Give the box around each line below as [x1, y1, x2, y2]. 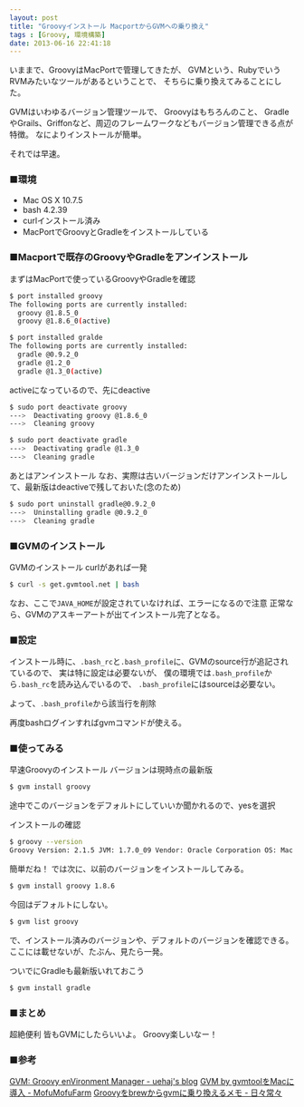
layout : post [9, 13, 59, 23]
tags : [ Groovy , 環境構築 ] [9, 30, 106, 39]
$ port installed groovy [9, 291, 103, 300]
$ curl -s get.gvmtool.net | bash [9, 579, 140, 589]
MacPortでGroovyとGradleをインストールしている [22, 226, 210, 237]
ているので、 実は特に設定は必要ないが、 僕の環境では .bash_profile [9, 667, 265, 678]
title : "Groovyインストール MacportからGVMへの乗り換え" [9, 22, 210, 31]
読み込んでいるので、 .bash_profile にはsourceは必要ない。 [57, 679, 280, 690]
